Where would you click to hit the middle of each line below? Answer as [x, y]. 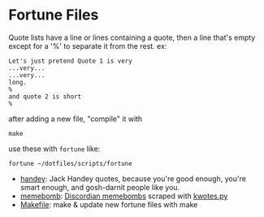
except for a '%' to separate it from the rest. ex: [88, 46]
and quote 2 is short [45, 96]
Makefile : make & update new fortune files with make [109, 204]
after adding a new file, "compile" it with [76, 119]
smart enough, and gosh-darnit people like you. [100, 187]
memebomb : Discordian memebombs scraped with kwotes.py [124, 196]
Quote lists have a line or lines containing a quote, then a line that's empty [132, 37]
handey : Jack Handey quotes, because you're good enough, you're [133, 178]
